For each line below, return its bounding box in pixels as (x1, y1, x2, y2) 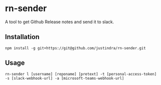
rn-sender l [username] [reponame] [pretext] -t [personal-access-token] (5, 71, 157, 76)
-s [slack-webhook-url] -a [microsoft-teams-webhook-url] (5, 76, 124, 81)
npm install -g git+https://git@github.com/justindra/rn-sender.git (5, 45, 146, 51)
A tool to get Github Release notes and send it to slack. (5, 19, 115, 25)
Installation (5, 33, 40, 41)
